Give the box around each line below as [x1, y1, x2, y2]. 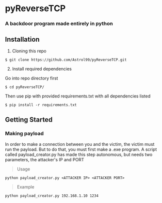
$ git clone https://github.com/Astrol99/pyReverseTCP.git [5, 57, 127, 62]
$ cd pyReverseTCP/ [5, 84, 45, 90]
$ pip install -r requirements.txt [5, 102, 77, 107]
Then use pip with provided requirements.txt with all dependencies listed [5, 93, 151, 99]
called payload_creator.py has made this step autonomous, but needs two [5, 151, 153, 157]
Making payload [5, 130, 44, 137]
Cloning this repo [12, 48, 47, 54]
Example [16, 184, 35, 189]
